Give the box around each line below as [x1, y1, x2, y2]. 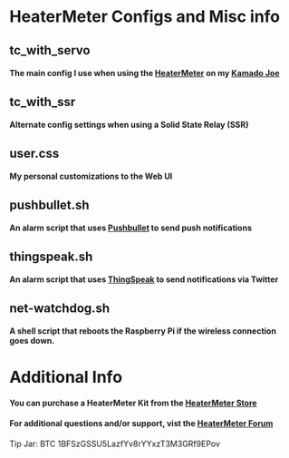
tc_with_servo [9, 43, 91, 58]
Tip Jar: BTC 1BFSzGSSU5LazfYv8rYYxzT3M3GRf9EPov [9, 438, 220, 450]
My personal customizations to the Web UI [9, 171, 173, 182]
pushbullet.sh [9, 197, 90, 212]
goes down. [9, 336, 55, 346]
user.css [9, 145, 60, 161]
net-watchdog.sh [9, 300, 111, 316]
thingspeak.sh [9, 248, 93, 264]
